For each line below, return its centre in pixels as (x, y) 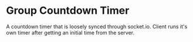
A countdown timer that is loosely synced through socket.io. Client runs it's (97, 26)
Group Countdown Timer (68, 11)
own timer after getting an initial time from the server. (70, 32)
